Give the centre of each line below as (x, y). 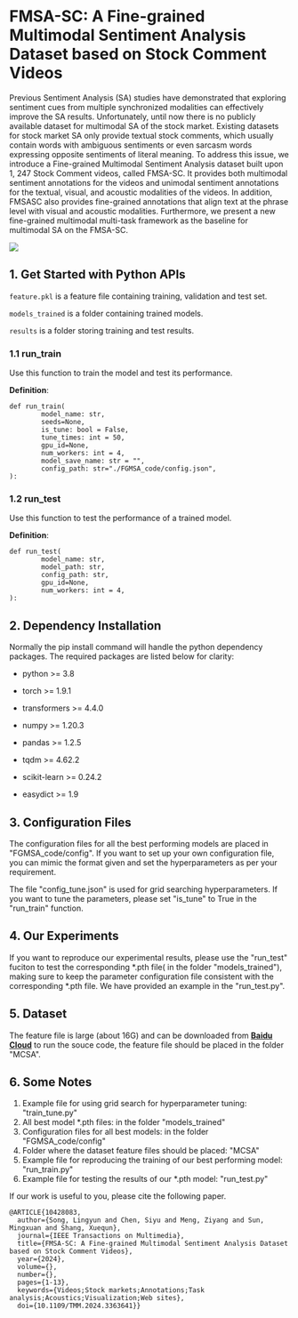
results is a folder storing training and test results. (101, 330)
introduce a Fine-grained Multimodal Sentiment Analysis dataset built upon (146, 164)
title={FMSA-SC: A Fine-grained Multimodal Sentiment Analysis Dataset (153, 1244)
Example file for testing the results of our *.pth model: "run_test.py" (145, 1179)
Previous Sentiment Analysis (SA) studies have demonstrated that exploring (148, 97)
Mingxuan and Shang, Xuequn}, (65, 1228)
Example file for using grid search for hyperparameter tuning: (134, 1104)
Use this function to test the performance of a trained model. (121, 518)
